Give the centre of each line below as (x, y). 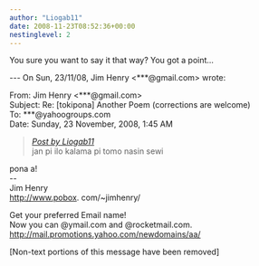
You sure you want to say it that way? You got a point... (112, 61)
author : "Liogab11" (46, 18)
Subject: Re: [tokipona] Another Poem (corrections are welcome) (130, 105)
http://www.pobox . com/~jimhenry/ (75, 198)
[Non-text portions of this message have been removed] (115, 252)
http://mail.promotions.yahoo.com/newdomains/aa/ (105, 234)
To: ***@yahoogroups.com (60, 115)
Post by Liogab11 (63, 142)
